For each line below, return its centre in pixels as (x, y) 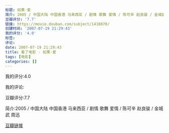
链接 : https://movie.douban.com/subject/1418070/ (57, 24)
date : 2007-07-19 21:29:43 (33, 47)
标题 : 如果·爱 (18, 10)
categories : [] (21, 61)
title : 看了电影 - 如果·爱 (31, 52)
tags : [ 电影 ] (18, 57)
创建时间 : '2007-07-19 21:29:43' (39, 29)
